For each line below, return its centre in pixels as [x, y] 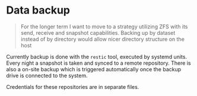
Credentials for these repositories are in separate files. [73, 87]
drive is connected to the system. [47, 75]
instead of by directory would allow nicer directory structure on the [103, 39]
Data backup [38, 10]
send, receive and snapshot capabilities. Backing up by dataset [98, 32]
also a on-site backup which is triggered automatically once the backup [94, 69]
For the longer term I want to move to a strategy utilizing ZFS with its [104, 27]
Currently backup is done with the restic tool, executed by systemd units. [97, 57]
